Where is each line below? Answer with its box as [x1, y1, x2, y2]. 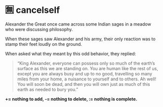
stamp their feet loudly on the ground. [5, 41, 82, 47]
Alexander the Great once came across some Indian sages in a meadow [5, 21, 152, 27]
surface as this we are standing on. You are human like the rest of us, [17, 65, 158, 71]
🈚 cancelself [5, 4, 60, 16]
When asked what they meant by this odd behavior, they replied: [5, 50, 136, 57]
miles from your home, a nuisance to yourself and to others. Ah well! [17, 76, 157, 82]
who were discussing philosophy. [5, 26, 73, 32]
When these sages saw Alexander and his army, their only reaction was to [5, 36, 156, 42]
